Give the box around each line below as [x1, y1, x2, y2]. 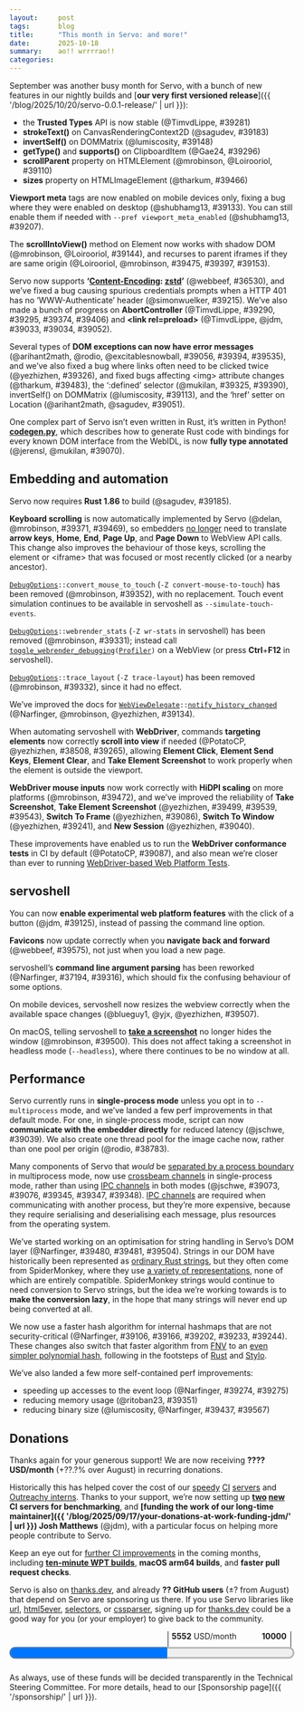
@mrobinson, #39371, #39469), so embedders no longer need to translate [9, 523, 288, 533]
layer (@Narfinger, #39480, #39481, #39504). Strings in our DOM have [9, 1246, 275, 1257]
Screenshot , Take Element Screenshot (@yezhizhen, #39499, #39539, [9, 801, 278, 812]
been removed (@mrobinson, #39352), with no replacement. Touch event [9, 588, 284, 599]
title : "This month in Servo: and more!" [9, 30, 188, 39]
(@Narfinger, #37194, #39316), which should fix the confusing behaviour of [9, 971, 291, 983]
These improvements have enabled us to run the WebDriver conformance [9, 838, 287, 849]
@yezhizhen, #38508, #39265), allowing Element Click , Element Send [9, 745, 274, 756]
